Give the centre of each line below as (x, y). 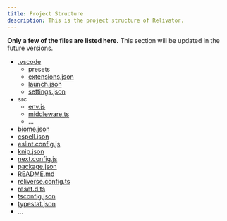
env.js (37, 106)
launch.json (45, 84)
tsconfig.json (36, 196)
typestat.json (37, 203)
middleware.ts (49, 114)
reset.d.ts (31, 189)
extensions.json (51, 76)
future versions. (30, 48)
